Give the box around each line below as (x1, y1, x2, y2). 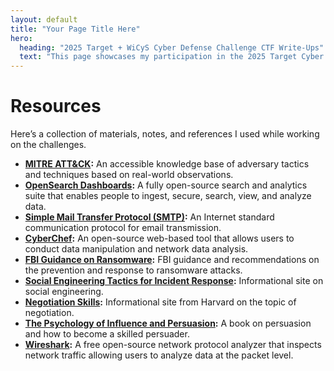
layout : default (10, 14, 78, 25)
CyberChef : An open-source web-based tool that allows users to (24, 232, 295, 245)
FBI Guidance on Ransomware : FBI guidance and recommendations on (24, 254, 320, 266)
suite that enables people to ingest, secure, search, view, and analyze (24, 190, 312, 202)
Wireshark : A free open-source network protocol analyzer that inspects (24, 339, 322, 351)
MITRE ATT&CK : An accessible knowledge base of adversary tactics (24, 158, 310, 170)
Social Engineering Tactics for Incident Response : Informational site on (24, 275, 324, 287)
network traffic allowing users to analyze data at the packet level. (24, 349, 294, 361)
